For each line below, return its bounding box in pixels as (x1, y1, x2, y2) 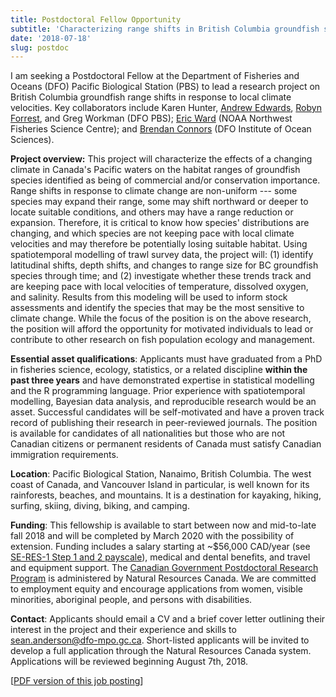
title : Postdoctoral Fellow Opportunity (10, 14, 182, 25)
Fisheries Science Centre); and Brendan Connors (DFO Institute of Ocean (10, 123, 312, 135)
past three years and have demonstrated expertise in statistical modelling (10, 374, 315, 386)
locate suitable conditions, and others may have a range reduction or (10, 206, 294, 218)
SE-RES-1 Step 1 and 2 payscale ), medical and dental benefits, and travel (10, 551, 311, 563)
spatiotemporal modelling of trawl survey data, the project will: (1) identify (10, 249, 314, 261)
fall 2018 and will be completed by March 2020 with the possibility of (10, 530, 295, 542)
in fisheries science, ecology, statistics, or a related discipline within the (10, 364, 308, 376)
